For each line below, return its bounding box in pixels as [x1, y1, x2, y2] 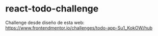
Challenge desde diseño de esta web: [5, 19, 85, 25]
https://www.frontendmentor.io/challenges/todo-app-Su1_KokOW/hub [5, 24, 153, 30]
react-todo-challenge [5, 3, 99, 14]
